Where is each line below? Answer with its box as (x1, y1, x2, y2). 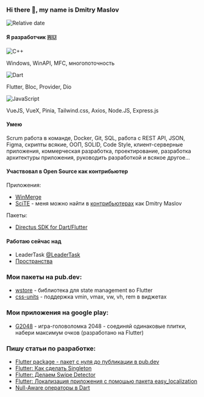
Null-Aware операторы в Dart (15, 384, 90, 391)
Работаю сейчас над (6, 237, 62, 245)
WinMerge (15, 193, 41, 201)
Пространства (15, 258, 53, 265)
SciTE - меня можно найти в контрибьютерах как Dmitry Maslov (15, 199, 182, 207)
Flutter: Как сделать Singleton (15, 365, 92, 372)
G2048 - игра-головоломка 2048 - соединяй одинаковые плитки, (15, 322, 187, 330)
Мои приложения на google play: (6, 308, 109, 317)
